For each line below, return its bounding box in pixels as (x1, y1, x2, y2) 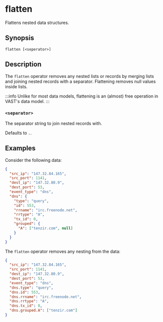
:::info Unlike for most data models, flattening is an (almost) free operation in (5, 93, 159, 99)
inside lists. (5, 83, 28, 89)
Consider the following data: (5, 157, 62, 163)
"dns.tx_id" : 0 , (9, 303, 42, 308)
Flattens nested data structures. (5, 20, 69, 25)
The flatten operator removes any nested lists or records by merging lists (5, 73, 154, 79)
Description (5, 60, 41, 69)
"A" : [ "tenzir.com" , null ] (18, 226, 73, 231)
